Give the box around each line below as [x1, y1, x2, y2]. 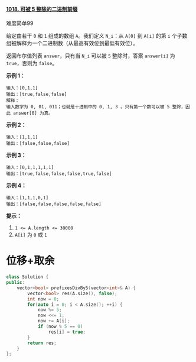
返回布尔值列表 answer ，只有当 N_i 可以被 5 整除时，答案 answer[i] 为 [6, 52, 175, 59]
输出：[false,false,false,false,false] [6, 201, 102, 207]
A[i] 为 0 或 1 [14, 231, 47, 238]
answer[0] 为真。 [13, 110, 53, 117]
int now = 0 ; [27, 296, 60, 302]
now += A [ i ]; [37, 318, 70, 324]
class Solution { [6, 274, 49, 280]
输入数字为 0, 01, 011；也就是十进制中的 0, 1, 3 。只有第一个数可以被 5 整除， [6, 104, 186, 110]
